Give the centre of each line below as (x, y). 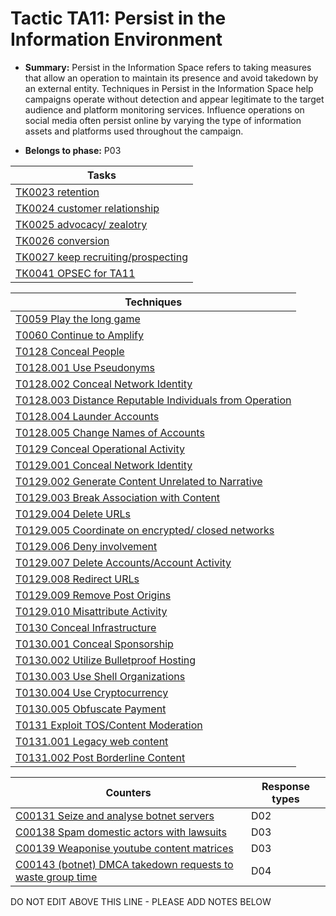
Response (286, 786)
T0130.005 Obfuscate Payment (91, 709)
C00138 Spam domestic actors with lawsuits (121, 832)
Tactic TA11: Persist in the (118, 18)
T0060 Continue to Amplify (79, 335)
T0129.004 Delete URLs (73, 514)
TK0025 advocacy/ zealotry (81, 224)
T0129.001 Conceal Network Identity (104, 465)
